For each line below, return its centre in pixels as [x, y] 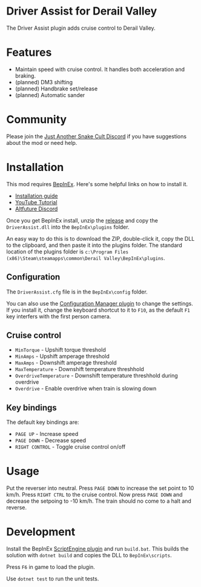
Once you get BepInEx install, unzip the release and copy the [82, 220]
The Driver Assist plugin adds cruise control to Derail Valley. [81, 28]
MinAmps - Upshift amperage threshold [62, 357]
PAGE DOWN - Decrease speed [51, 440]
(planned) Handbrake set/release [56, 89]
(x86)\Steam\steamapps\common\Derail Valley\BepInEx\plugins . [86, 258]
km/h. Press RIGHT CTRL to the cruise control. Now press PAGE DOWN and [94, 495]
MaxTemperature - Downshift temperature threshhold [79, 369]
